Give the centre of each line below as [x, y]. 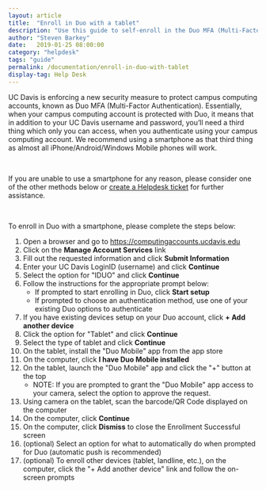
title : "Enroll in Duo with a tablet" [74, 23]
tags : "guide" [32, 60]
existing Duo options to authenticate [93, 308]
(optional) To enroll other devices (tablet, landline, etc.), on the [125, 460]
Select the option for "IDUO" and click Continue [101, 275]
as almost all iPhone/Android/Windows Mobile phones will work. [113, 147]
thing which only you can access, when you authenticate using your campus [133, 131]
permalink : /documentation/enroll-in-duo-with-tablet [99, 67]
